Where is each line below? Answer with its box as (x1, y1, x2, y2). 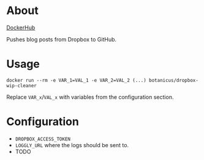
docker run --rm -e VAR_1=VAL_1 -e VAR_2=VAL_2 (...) (6, 77, 147, 83)
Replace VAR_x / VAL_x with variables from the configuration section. (6, 93, 174, 101)
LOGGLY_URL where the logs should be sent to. (15, 141, 129, 148)
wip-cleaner (6, 82, 37, 89)
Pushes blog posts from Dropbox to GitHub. (6, 35, 117, 43)
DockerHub (6, 24, 36, 31)
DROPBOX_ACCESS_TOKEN (15, 136, 70, 142)
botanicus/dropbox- (149, 77, 199, 83)
